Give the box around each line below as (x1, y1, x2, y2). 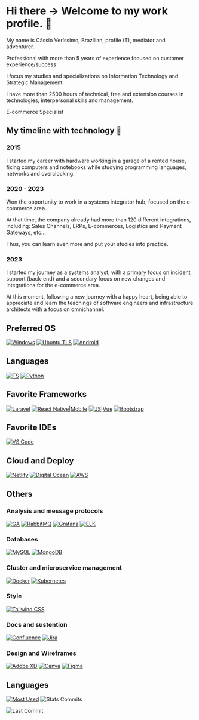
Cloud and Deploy (6, 456, 74, 466)
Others (6, 488, 33, 499)
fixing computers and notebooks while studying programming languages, (6, 163, 186, 171)
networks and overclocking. (6, 170, 75, 177)
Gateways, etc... (6, 229, 46, 236)
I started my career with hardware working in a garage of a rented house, (6, 157, 186, 164)
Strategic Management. (6, 79, 64, 86)
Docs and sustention (6, 620, 68, 629)
